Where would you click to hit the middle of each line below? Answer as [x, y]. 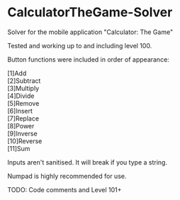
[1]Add [17, 73]
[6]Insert [20, 111]
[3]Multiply [23, 88]
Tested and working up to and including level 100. [80, 45]
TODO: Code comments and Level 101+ [64, 189]
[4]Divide [21, 96]
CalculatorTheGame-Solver [90, 12]
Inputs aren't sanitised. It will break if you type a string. [88, 162]
